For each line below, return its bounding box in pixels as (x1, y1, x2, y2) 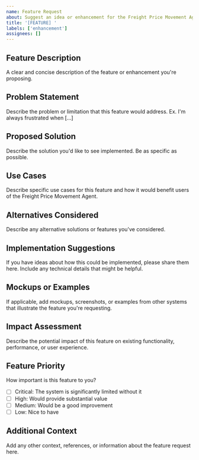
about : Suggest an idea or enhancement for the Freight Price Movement (6, 14, 187, 20)
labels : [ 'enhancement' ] (6, 25, 68, 31)
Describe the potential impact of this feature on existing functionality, (6, 337, 175, 345)
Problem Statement (6, 92, 79, 102)
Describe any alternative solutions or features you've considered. (6, 226, 166, 233)
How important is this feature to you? (6, 377, 97, 384)
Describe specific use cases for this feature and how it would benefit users (6, 187, 190, 194)
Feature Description (6, 53, 81, 63)
